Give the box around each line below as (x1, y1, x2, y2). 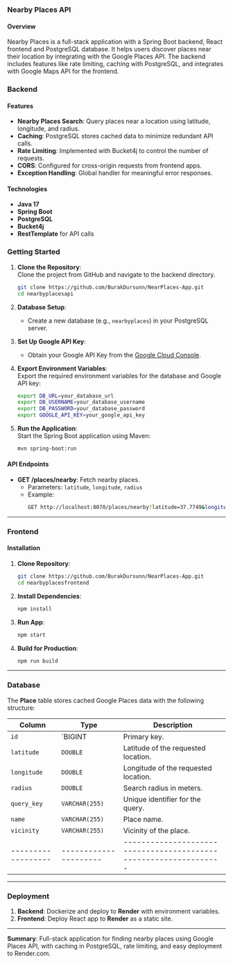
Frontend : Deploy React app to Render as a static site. (17, 914, 173, 923)
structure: (7, 704, 35, 712)
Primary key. (123, 731, 164, 741)
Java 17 (17, 200, 40, 209)
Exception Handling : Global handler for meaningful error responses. (17, 169, 213, 177)
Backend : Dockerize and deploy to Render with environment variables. (17, 907, 221, 916)
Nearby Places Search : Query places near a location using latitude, (17, 117, 211, 126)
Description (153, 720, 193, 729)
